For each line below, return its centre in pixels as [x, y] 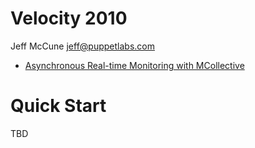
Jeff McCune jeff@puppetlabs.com [82, 46]
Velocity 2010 [69, 18]
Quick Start [58, 106]
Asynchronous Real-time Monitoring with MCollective [134, 65]
